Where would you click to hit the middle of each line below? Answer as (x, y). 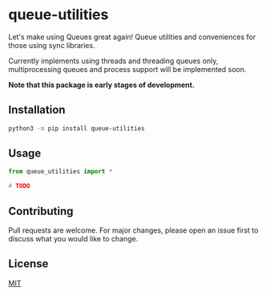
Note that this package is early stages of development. (101, 85)
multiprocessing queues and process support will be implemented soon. (127, 69)
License (28, 264)
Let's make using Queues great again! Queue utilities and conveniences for (132, 37)
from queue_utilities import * (60, 172)
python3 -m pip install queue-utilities (77, 128)
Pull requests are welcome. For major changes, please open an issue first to (133, 230)
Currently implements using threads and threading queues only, (113, 61)
